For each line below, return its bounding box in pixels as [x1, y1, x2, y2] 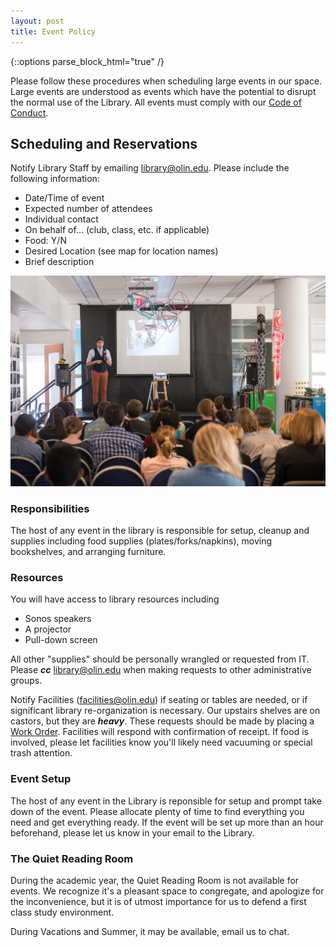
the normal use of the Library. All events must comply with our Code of [10, 96, 302, 108]
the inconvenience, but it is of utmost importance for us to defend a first [10, 895, 307, 907]
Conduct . [10, 106, 49, 119]
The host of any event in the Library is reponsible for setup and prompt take [10, 795, 322, 807]
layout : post [10, 16, 65, 26]
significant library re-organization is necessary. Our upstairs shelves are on [10, 705, 321, 717]
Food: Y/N [24, 235, 67, 247]
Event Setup [10, 772, 72, 786]
